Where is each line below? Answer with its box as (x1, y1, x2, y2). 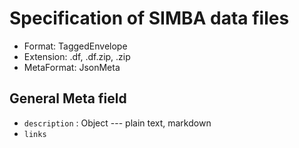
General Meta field (9, 90, 127, 107)
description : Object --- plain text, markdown (23, 117, 212, 129)
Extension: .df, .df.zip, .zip (23, 50, 131, 62)
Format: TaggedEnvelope (23, 40, 128, 52)
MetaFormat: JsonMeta (23, 61, 121, 73)
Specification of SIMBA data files (9, 7, 290, 30)
